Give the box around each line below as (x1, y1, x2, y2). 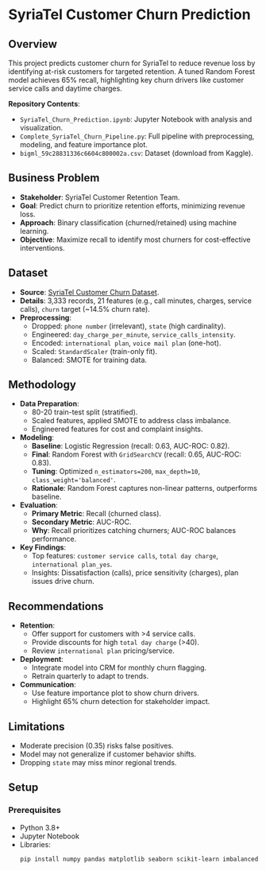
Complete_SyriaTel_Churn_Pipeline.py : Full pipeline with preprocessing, (19, 131, 255, 141)
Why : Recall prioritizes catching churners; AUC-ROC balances (31, 526, 237, 535)
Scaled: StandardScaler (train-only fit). (31, 346, 157, 356)
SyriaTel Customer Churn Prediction (8, 6, 252, 24)
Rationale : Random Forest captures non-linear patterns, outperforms (31, 484, 258, 493)
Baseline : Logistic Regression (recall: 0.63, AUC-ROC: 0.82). (31, 441, 230, 451)
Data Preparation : (19, 399, 79, 409)
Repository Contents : (8, 99, 81, 108)
